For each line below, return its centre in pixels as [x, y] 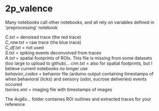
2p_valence [29, 9]
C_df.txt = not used [24, 47]
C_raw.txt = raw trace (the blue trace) [43, 42]
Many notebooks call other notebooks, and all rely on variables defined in [80, 22]
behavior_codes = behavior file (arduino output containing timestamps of [79, 74]
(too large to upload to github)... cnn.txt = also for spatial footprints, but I [79, 63]
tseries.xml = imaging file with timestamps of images [59, 89]
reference [15, 104]
